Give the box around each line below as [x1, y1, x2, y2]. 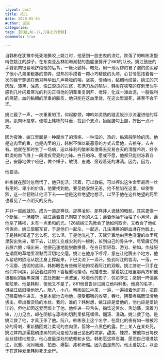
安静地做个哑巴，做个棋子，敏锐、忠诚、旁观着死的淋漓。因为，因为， [13, 158, 154, 164]
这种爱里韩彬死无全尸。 [13, 348, 61, 354]
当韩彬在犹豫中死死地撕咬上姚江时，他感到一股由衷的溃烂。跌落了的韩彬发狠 [5, 52, 158, 58]
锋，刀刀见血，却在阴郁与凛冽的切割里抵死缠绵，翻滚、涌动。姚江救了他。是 [5, 311, 158, 317]
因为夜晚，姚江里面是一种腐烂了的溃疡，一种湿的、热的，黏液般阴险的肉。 [5, 134, 154, 140]
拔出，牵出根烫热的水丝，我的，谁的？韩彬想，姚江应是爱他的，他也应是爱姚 [5, 299, 158, 305]
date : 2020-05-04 [5, 16, 40, 21]
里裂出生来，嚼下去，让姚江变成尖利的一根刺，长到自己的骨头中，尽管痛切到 [5, 238, 158, 244]
